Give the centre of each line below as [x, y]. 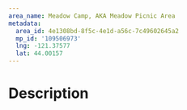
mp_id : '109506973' [49, 38]
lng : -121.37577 [43, 46]
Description [49, 93]
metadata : [25, 23]
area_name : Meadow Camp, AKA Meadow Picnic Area [92, 16]
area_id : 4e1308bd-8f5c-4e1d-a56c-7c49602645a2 [98, 31]
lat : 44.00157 [39, 53]
